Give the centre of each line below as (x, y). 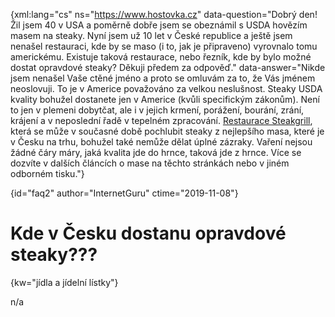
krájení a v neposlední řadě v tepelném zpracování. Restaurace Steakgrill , (161, 120)
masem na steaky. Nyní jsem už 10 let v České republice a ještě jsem (151, 35)
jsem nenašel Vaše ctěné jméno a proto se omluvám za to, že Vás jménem (163, 78)
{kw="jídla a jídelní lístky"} (64, 282)
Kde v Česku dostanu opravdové (148, 233)
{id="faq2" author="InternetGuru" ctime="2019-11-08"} (124, 193)
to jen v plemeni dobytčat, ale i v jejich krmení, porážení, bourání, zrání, (157, 110)
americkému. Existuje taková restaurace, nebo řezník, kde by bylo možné (161, 57)
